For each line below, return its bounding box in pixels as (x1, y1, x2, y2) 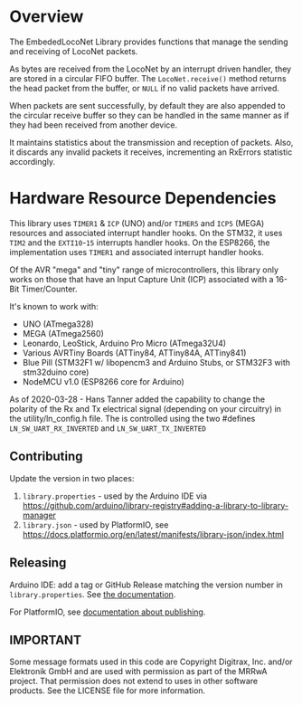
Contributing (9, 449, 83, 464)
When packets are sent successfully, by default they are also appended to (9, 100, 286, 110)
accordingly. (9, 156, 56, 167)
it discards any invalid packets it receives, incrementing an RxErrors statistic (9, 147, 293, 157)
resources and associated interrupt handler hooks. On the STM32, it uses (9, 227, 283, 238)
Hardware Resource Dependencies (9, 188, 277, 209)
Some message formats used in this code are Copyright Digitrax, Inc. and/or (9, 656, 293, 667)
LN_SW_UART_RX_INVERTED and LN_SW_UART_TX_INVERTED (9, 423, 206, 433)
